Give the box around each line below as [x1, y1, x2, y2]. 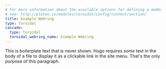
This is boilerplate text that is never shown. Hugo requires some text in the [5, 47, 157, 54]
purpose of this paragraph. [5, 58, 60, 64]
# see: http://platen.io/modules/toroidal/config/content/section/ [5, 12, 147, 17]
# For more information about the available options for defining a [5, 7, 149, 12]
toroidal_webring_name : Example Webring [9, 35, 94, 40]
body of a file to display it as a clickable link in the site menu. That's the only [5, 53, 161, 59]
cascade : [5, 25, 23, 30]
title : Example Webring [5, 16, 54, 21]
